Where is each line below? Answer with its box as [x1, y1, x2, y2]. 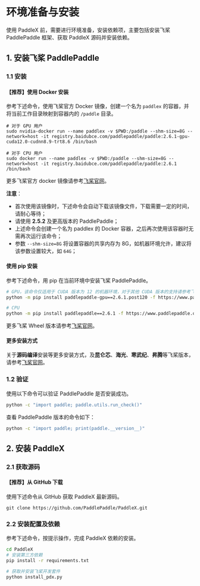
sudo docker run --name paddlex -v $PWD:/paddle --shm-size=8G [6, 156, 167, 162]
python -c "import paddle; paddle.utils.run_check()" [6, 401, 143, 408]
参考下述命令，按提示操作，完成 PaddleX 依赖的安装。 [6, 535, 139, 542]
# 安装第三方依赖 [6, 552, 43, 559]
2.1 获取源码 [6, 462, 40, 471]
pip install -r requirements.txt [6, 557, 89, 563]
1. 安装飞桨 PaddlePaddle [6, 53, 99, 63]
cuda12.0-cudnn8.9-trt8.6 [6, 139, 70, 145]
